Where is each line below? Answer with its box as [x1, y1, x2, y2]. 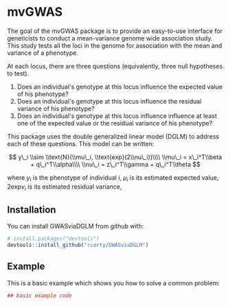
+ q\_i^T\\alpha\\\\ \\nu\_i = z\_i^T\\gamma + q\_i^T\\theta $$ [30, 160, 200, 168]
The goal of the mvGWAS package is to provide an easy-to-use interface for [7, 27, 223, 35]
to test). [7, 69, 30, 78]
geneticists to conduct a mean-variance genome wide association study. [7, 34, 213, 42]
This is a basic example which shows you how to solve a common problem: [7, 279, 220, 287]
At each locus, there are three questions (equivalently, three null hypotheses [7, 62, 223, 70]
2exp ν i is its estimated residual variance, [7, 183, 122, 192]
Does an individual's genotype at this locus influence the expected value [16, 82, 223, 91]
